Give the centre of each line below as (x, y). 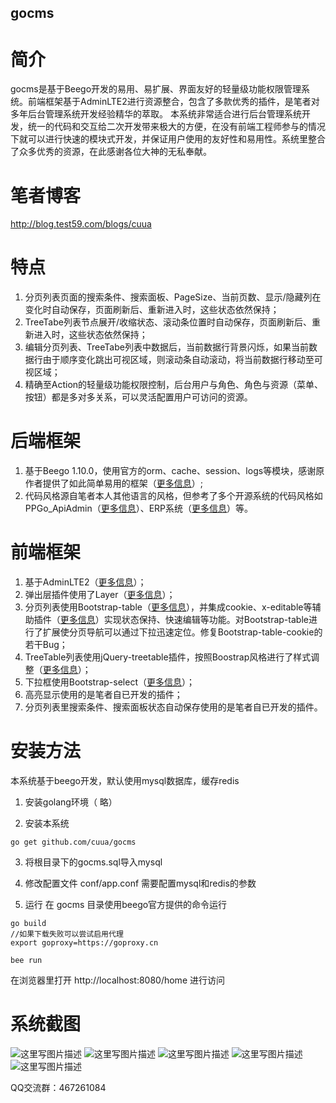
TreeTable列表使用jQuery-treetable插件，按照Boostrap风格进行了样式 (168, 657)
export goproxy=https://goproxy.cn (84, 943)
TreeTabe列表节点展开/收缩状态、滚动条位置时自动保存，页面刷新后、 (168, 322)
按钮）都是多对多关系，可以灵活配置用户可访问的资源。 (138, 397)
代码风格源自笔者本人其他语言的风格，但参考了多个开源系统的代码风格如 (173, 496)
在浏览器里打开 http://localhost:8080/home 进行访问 (117, 980)
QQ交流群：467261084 (58, 1087)
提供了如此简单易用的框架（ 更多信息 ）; (123, 483)
